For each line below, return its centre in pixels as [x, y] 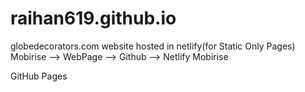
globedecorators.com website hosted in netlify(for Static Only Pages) [153, 46]
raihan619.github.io [93, 18]
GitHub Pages [39, 76]
